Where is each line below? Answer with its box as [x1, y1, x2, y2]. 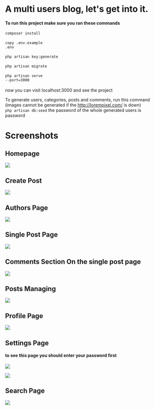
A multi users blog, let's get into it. [5, 3, 149, 15]
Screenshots [5, 130, 59, 141]
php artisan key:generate [5, 54, 58, 60]
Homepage [5, 149, 40, 158]
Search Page [5, 387, 45, 395]
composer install [5, 31, 41, 36]
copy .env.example [5, 40, 43, 45]
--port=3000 [5, 78, 30, 83]
